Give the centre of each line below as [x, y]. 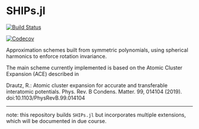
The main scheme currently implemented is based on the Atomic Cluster [94, 67]
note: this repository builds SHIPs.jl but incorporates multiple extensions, [96, 115]
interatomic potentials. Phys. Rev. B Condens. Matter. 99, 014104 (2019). [94, 91]
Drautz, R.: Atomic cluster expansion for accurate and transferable [87, 85]
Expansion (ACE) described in [43, 74]
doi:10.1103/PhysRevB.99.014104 [46, 98]
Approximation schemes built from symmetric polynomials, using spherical [97, 50]
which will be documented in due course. [56, 121]
